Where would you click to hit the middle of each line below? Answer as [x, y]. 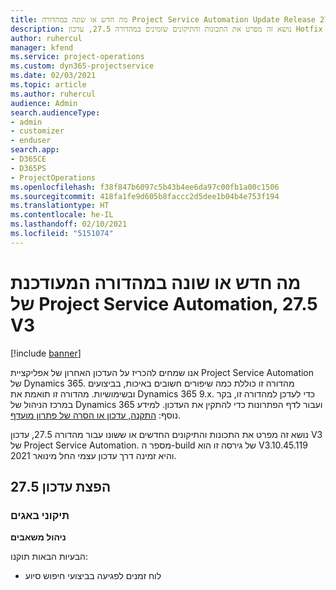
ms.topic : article [48, 85]
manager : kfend [42, 47]
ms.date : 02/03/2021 [53, 76]
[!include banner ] [46, 353]
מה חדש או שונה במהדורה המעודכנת [156, 282]
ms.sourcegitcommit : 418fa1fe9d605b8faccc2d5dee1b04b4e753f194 [145, 196]
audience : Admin [44, 103]
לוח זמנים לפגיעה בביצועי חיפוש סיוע [93, 576]
